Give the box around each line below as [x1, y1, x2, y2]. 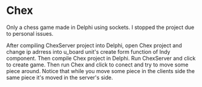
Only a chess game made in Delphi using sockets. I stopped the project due [6, 24, 195, 31]
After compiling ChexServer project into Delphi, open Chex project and [6, 42, 183, 49]
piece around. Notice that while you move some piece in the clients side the [6, 67, 195, 74]
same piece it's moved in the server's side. [6, 74, 113, 81]
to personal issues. [6, 30, 54, 37]
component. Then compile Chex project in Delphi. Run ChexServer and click [6, 54, 196, 62]
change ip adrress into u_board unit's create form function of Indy [6, 48, 171, 55]
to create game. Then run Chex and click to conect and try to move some [6, 61, 189, 68]
